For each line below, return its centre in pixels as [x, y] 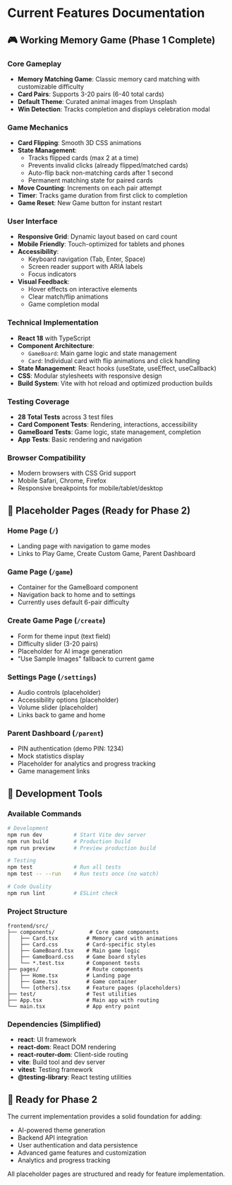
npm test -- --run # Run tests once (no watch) [83, 874]
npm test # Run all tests [64, 867]
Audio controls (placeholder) [59, 692]
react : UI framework [47, 1040]
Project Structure [37, 911]
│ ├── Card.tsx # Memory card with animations [93, 939]
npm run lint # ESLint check [63, 893]
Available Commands [45, 814]
